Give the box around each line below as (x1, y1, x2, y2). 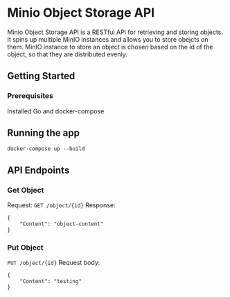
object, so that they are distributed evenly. (7, 50, 127, 58)
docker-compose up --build (7, 145, 85, 152)
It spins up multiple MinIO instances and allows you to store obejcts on (7, 35, 209, 43)
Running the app (7, 127, 80, 139)
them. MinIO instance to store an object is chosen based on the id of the (7, 42, 213, 51)
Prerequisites (7, 91, 53, 101)
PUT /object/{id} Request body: (7, 259, 100, 267)
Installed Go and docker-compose (7, 106, 105, 115)
